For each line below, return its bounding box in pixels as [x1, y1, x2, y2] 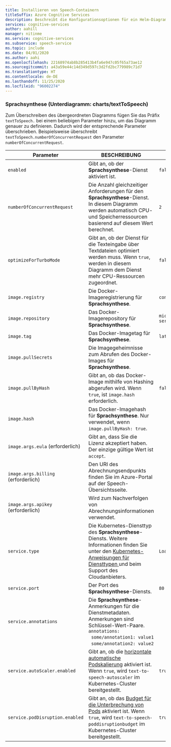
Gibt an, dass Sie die [88, 433, 137, 440]
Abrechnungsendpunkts [88, 467, 147, 474]
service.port [8, 585, 40, 591]
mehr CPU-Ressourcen [88, 272, 145, 279]
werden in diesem [88, 259, 131, 267]
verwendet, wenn [88, 418, 130, 425]
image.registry [8, 294, 45, 300]
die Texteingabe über [88, 240, 139, 248]
